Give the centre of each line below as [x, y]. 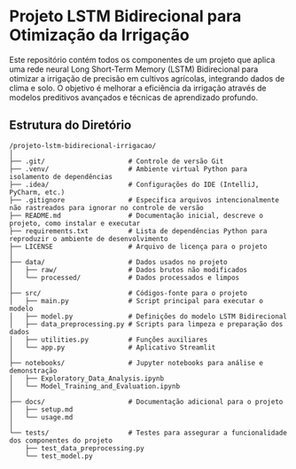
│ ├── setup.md [41, 410]
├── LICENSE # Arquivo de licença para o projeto [138, 246]
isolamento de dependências [61, 176]
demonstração [33, 371]
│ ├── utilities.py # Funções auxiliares [109, 340]
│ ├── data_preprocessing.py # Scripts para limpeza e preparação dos [146, 324]
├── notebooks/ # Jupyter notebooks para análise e [136, 363]
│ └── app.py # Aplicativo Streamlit [113, 348]
